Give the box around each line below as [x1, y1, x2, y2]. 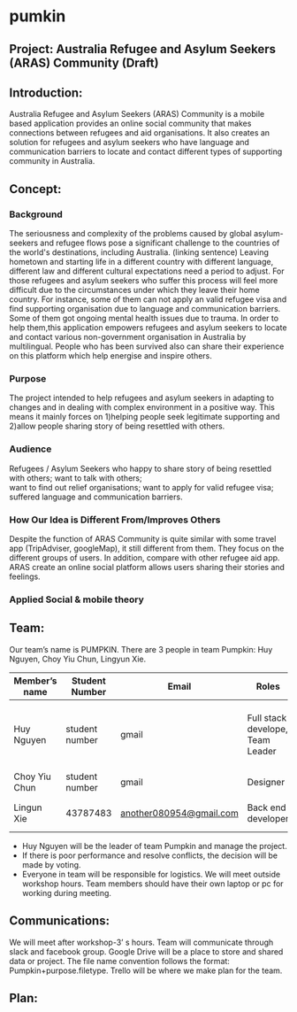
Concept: [9, 182, 62, 197]
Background [9, 208, 64, 220]
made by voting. [21, 859, 81, 869]
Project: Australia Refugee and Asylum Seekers [9, 42, 277, 57]
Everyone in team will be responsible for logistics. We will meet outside [21, 869, 281, 879]
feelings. [9, 571, 42, 582]
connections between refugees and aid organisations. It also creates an [9, 127, 270, 138]
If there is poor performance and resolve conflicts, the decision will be [21, 850, 278, 861]
